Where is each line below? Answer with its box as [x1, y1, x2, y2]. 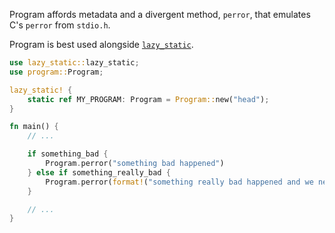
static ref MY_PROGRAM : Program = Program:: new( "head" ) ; [27, 94, 270, 104]
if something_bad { [27, 149, 109, 159]
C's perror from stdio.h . [9, 19, 111, 31]
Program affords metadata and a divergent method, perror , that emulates [9, 9, 311, 20]
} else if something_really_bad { [27, 167, 171, 178]
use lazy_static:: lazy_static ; [9, 58, 140, 68]
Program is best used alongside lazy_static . [9, 39, 194, 50]
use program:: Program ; [9, 67, 104, 77]
